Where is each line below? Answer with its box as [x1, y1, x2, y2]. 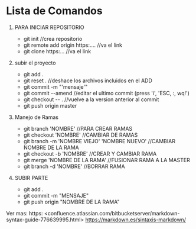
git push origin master [23, 102, 77, 109]
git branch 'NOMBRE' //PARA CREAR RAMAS [23, 125, 133, 132]
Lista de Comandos [6, 4, 103, 18]
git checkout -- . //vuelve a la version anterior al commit [23, 96, 159, 103]
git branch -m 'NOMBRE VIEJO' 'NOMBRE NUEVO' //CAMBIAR [23, 137, 176, 144]
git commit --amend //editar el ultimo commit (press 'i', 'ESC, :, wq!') [23, 89, 190, 96]
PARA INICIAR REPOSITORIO [14, 24, 84, 31]
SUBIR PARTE [14, 174, 48, 181]
